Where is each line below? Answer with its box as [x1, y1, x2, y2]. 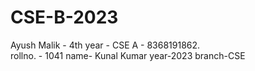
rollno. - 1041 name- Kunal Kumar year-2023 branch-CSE [10, 49, 246, 61]
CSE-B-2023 [10, 6, 119, 29]
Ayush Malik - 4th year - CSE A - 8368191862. [10, 39, 201, 51]
